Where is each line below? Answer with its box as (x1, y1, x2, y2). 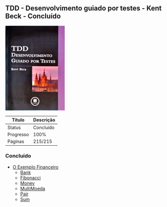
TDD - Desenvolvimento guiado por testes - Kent (5, 4, 162, 13)
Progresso (7, 131, 29, 137)
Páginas (7, 139, 24, 145)
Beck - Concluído (5, 12, 61, 21)
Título (12, 117, 25, 123)
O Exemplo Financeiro (12, 164, 59, 170)
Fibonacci (20, 175, 41, 181)
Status (7, 124, 21, 131)
